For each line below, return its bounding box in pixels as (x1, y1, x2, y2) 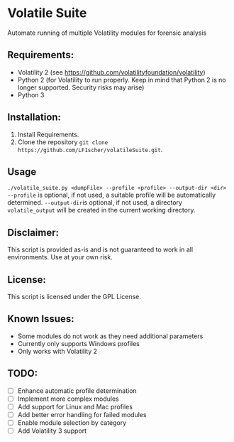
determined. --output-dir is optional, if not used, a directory (7, 198, 183, 207)
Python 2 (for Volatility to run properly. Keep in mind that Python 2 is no (17, 75, 226, 84)
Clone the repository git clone (17, 137, 108, 146)
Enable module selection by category (17, 418, 127, 427)
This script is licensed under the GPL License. (7, 293, 142, 301)
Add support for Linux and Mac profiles (17, 402, 133, 411)
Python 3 (17, 90, 45, 99)
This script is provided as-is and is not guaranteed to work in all (7, 245, 194, 254)
